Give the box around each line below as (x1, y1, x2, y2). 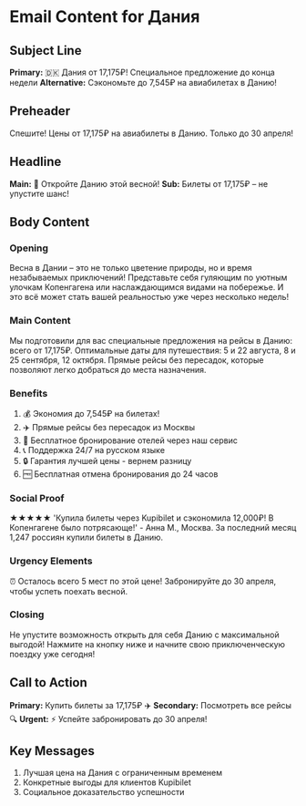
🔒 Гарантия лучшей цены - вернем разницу (22, 455, 192, 466)
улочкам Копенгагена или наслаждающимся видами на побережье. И (9, 282, 284, 293)
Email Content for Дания (9, 6, 200, 27)
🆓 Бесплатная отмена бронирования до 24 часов (22, 468, 219, 480)
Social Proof (9, 491, 66, 504)
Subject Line (9, 43, 82, 58)
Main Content (9, 315, 71, 327)
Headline (9, 154, 62, 170)
